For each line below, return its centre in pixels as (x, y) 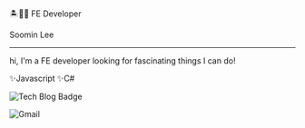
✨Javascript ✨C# (42, 78)
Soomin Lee (32, 34)
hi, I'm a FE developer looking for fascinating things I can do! (123, 61)
